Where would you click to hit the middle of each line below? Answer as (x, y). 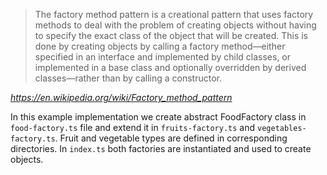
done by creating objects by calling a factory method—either (160, 46)
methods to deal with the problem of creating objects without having (175, 25)
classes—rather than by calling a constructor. (128, 78)
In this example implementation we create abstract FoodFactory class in (158, 117)
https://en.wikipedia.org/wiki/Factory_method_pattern (121, 97)
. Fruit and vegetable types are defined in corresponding (171, 138)
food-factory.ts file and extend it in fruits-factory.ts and (133, 127)
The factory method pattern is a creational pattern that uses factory (174, 14)
